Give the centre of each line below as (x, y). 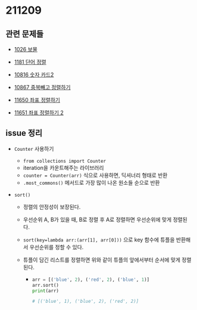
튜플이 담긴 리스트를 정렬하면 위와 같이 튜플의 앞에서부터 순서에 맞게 (102, 259)
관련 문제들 (25, 34)
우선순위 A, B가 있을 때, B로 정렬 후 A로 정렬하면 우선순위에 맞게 (97, 219)
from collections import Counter (65, 161)
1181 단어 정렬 (30, 62)
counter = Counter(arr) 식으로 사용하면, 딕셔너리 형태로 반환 (95, 175)
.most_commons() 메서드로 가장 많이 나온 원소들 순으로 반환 (91, 182)
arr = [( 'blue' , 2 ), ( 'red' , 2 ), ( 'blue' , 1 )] (91, 280)
